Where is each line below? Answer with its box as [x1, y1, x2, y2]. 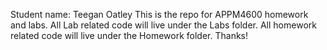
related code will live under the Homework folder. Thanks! [10, 30, 249, 41]
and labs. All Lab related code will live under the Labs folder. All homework [10, 19, 317, 31]
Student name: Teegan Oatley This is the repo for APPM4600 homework [10, 9, 309, 20]
